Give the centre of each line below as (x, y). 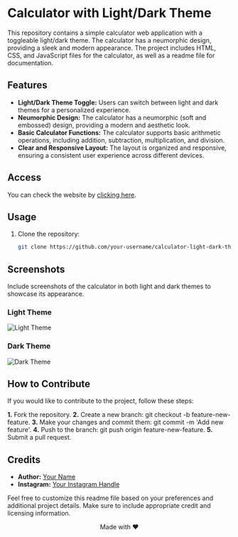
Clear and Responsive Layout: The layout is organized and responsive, (122, 148)
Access (24, 178)
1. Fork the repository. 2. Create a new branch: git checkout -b (99, 415)
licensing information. (39, 514)
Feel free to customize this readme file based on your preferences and (110, 498)
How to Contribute (49, 384)
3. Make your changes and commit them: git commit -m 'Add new (128, 422)
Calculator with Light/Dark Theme (109, 13)
